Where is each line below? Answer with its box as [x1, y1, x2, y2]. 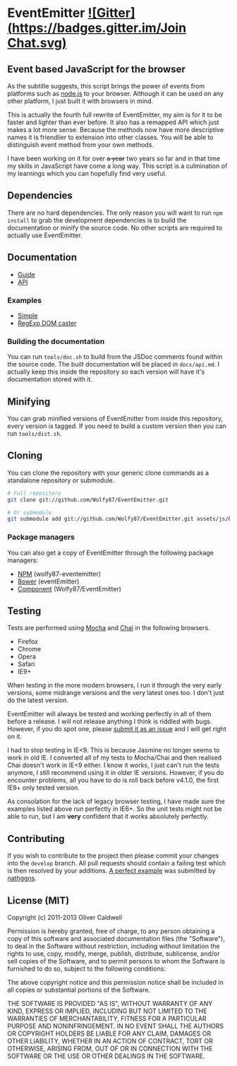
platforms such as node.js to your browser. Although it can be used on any [7, 90, 224, 97]
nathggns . [7, 874, 37, 882]
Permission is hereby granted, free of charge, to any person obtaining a [7, 927, 215, 935]
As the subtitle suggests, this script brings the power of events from [7, 82, 205, 90]
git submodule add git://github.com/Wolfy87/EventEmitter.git [7, 516, 194, 523]
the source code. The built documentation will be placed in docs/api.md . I [7, 360, 220, 369]
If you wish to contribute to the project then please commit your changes [7, 851, 219, 860]
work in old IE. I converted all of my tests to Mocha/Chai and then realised [7, 754, 222, 762]
